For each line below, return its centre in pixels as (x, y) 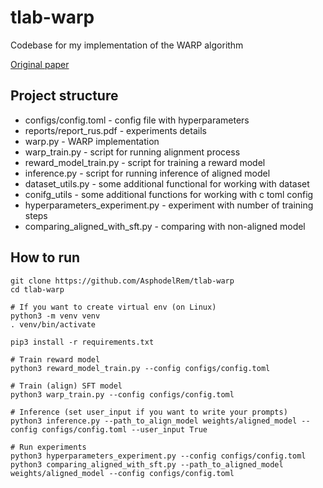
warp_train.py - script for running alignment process (132, 152)
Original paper (40, 64)
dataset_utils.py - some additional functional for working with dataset (167, 183)
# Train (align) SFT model (66, 386)
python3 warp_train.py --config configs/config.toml (122, 394)
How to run (45, 257)
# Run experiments (48, 447)
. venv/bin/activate (53, 324)
